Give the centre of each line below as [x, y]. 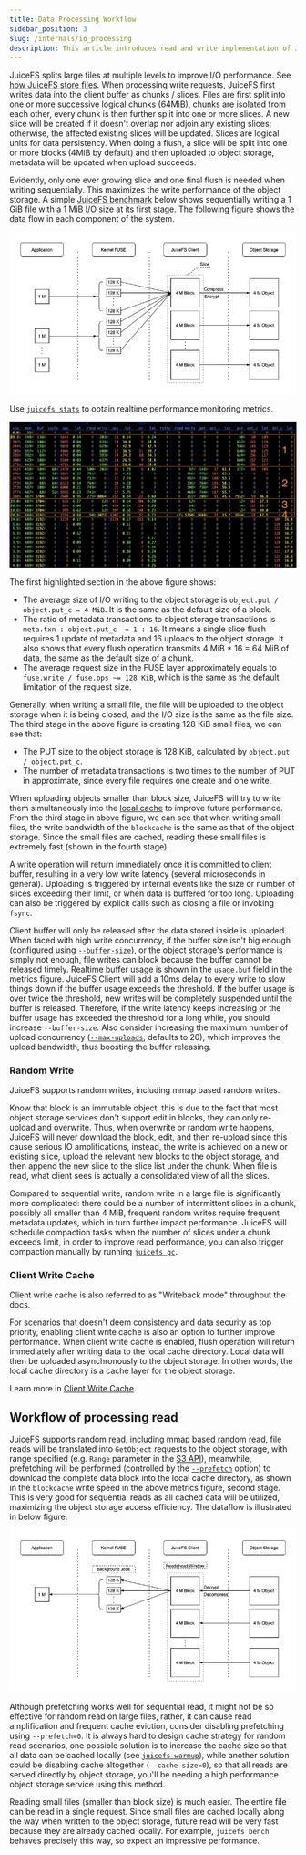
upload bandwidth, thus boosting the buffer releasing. [110, 1047]
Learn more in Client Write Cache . [73, 1389]
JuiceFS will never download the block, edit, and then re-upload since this [148, 1137]
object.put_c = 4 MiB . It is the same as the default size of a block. [147, 609]
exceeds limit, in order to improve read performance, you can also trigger [147, 1242]
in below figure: [39, 1517]
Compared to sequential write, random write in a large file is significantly [146, 1193]
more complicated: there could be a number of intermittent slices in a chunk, [153, 1204]
